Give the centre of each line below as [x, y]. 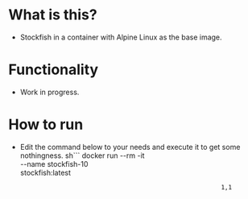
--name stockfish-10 [54, 164]
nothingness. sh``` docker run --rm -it [82, 155]
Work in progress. [50, 92]
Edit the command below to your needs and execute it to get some [130, 147]
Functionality [54, 70]
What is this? [53, 15]
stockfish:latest [45, 172]
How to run [46, 124]
